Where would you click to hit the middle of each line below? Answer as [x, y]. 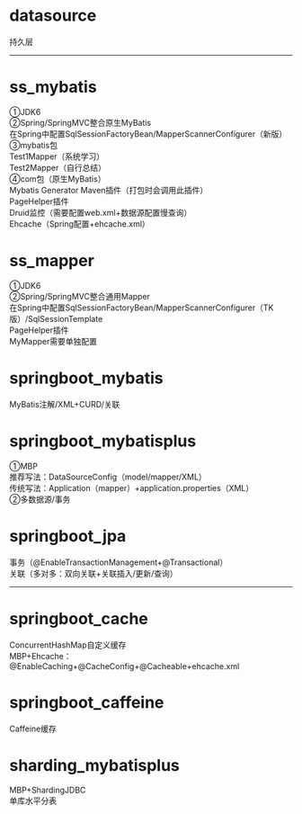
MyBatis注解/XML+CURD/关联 [65, 404]
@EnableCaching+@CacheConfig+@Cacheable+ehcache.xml [124, 666]
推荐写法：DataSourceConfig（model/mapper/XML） [108, 477]
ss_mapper [52, 261]
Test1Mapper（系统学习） [57, 156]
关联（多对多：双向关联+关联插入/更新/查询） [93, 573]
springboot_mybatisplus [103, 441]
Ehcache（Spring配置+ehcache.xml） [80, 224]
